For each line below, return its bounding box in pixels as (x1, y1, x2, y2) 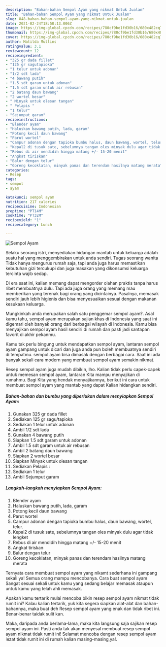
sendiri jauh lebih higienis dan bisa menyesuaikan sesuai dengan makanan (5, 296, 157, 302)
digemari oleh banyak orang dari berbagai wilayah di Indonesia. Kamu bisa (5, 321, 157, 327)
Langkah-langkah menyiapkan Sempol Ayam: (5, 485, 102, 491)
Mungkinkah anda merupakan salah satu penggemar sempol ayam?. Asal (5, 310, 154, 316)
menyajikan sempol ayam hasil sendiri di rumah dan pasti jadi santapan (5, 326, 150, 332)
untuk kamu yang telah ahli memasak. (5, 585, 82, 591)
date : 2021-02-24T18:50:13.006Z (5, 21, 72, 26)
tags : (5, 177, 17, 182)
